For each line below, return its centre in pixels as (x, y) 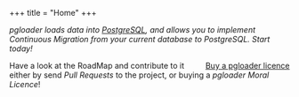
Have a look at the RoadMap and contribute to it (97, 66)
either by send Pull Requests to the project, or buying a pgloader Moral (139, 75)
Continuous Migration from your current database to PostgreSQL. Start (140, 39)
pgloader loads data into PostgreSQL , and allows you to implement (133, 30)
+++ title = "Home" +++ (53, 13)
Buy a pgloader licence (247, 66)
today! (21, 48)
